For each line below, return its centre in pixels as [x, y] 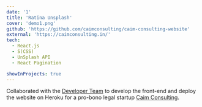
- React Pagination [37, 63]
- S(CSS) [23, 52]
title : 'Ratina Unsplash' [39, 18]
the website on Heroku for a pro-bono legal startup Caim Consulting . [93, 97]
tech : [13, 40]
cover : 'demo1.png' [31, 23]
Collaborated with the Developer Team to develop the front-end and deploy [101, 91]
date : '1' [19, 12]
